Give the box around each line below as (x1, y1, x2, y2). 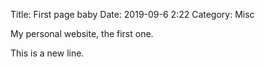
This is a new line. (10, 47, 85, 59)
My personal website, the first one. (10, 28, 154, 39)
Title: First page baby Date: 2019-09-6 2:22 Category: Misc (10, 9, 255, 20)
